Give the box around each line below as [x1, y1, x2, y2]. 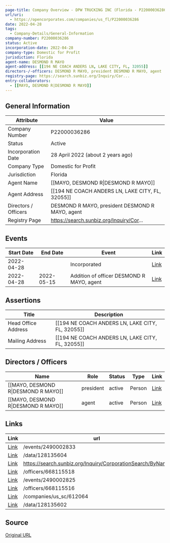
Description [94, 311, 123, 318]
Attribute [16, 117, 38, 124]
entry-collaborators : [5, 78, 51, 83]
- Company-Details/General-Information [10, 31, 94, 36]
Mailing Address [8, 337, 47, 344]
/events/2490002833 [23, 443, 76, 450]
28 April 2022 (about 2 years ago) [50, 151, 133, 158]
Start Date [8, 249, 34, 257]
